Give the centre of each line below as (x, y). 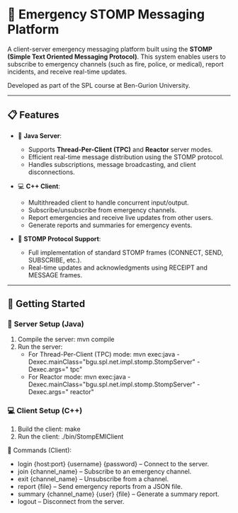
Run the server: (40, 347)
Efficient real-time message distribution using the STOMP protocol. (126, 157)
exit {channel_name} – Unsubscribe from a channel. (93, 479)
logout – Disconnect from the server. (71, 501)
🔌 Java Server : (40, 136)
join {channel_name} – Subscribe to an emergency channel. (104, 471)
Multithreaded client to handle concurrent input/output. (108, 202)
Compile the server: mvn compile (66, 340)
